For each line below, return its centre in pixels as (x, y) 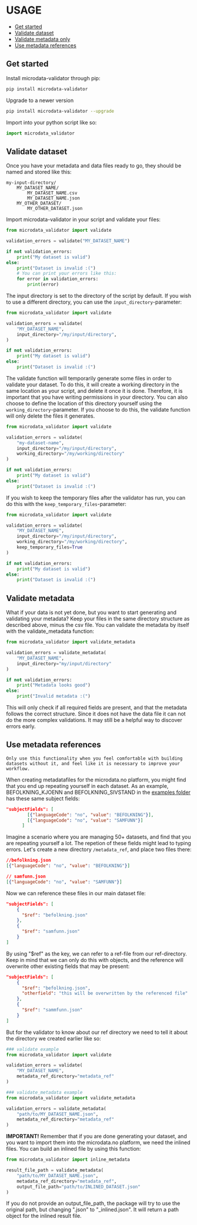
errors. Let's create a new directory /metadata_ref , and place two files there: (99, 849)
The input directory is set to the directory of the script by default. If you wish (98, 296)
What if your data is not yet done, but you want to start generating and (91, 612)
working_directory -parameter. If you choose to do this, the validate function (98, 409)
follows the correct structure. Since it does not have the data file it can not (96, 714)
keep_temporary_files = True (50, 547)
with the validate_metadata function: (50, 631)
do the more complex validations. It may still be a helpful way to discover (94, 720)
